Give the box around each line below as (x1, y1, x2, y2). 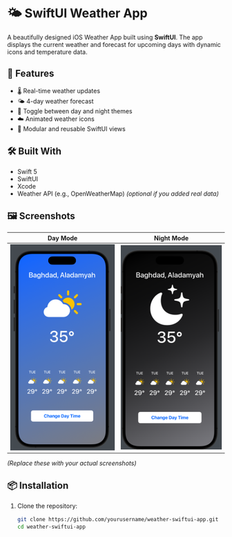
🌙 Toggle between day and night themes (17, 106, 133, 115)
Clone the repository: (17, 502, 78, 510)
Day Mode (47, 234, 78, 242)
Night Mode (154, 234, 189, 242)
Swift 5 (17, 167, 38, 176)
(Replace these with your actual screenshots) (7, 459, 137, 467)
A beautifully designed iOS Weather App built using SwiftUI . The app (7, 32, 203, 41)
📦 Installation (7, 480, 69, 491)
